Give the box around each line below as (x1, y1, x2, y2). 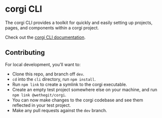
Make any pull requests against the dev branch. (12, 107, 108, 113)
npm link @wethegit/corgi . (12, 92, 67, 97)
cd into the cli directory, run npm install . (12, 76, 96, 82)
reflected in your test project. (12, 102, 71, 108)
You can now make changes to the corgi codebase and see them (12, 97, 143, 103)
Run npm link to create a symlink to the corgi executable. (12, 81, 127, 87)
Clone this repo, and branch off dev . (12, 71, 85, 77)
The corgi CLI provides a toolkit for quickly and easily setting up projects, (5, 20, 153, 25)
